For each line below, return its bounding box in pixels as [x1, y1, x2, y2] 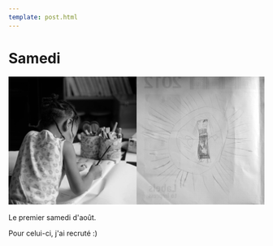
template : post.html [8, 13, 79, 21]
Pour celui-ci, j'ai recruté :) [8, 228, 97, 238]
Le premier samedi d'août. [8, 212, 97, 222]
